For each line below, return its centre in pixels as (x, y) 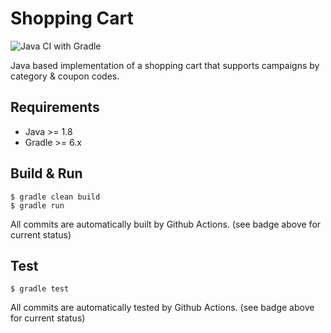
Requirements (55, 107)
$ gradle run (37, 205)
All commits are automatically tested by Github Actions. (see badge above (162, 308)
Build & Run (46, 173)
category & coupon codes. (65, 76)
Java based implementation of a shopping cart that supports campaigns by (165, 65)
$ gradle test (40, 289)
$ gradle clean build (55, 197)
